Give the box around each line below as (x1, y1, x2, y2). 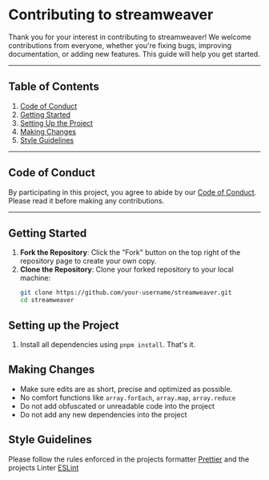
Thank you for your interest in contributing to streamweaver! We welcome (8, 32, 251, 42)
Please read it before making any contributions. (8, 196, 165, 205)
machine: (19, 273, 51, 283)
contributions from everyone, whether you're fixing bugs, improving (8, 40, 232, 50)
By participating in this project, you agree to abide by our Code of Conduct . (8, 187, 257, 197)
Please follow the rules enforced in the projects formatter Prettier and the (8, 454, 250, 464)
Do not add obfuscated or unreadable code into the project (19, 401, 215, 410)
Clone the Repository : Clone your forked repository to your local (19, 264, 234, 274)
